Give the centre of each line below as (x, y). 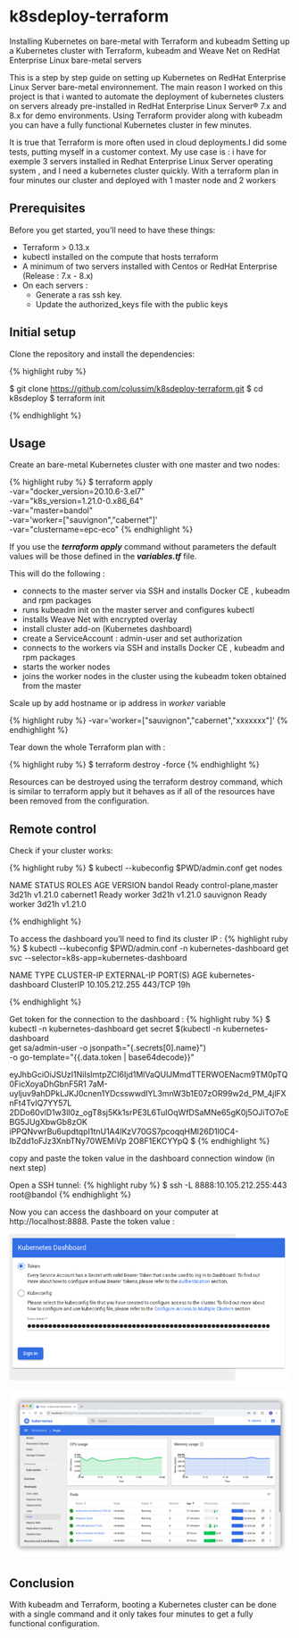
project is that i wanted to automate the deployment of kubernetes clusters (146, 97)
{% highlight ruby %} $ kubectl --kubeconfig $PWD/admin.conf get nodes (146, 868)
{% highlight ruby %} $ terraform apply (81, 482)
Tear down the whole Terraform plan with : (87, 747)
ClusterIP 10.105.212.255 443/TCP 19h (120, 985)
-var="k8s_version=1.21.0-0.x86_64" (76, 501)
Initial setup (43, 332)
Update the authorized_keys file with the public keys (132, 304)
